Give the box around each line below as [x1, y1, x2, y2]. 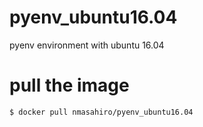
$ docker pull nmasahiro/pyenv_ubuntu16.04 [9, 107, 194, 117]
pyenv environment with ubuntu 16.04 [9, 39, 165, 51]
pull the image [9, 74, 130, 97]
